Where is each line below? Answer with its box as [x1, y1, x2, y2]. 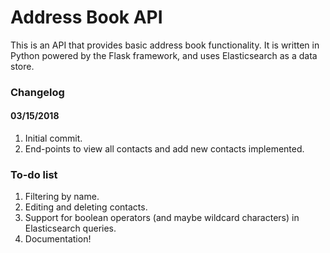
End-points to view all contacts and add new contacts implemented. [24, 143, 305, 155]
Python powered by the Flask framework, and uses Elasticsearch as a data [10, 49, 318, 61]
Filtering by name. [24, 191, 100, 203]
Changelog [10, 85, 65, 99]
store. [10, 60, 35, 72]
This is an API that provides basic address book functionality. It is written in [10, 39, 320, 51]
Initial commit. [24, 132, 83, 145]
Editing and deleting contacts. [24, 201, 148, 213]
